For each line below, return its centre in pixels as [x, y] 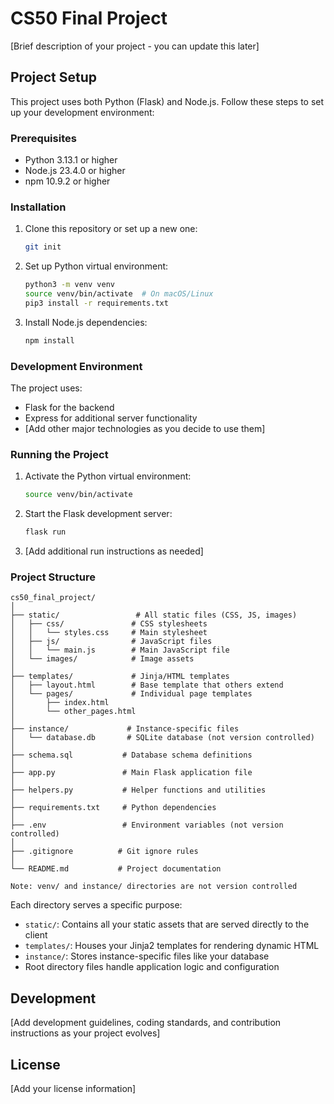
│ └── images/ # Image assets [102, 659]
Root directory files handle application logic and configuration [152, 967]
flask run [45, 532]
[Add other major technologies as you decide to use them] [145, 429]
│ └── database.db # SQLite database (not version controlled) [162, 738]
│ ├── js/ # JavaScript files [111, 642]
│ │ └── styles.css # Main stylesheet [109, 633]
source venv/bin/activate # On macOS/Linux [119, 294]
